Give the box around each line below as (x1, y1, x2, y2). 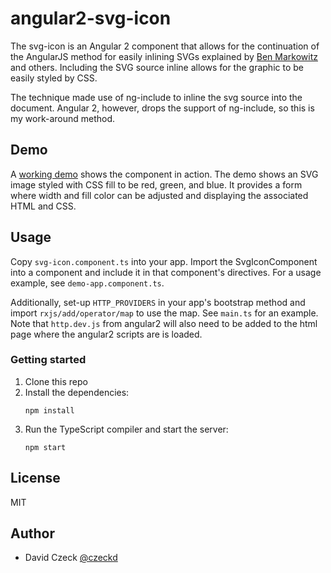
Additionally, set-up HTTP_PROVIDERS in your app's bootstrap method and (10, 296, 306, 308)
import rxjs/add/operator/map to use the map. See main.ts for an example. (10, 307, 319, 319)
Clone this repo (24, 375, 88, 387)
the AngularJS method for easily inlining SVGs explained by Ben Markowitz (10, 50, 318, 62)
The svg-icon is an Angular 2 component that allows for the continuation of (10, 40, 320, 52)
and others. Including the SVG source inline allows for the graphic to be (10, 61, 304, 73)
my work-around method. (10, 112, 116, 124)
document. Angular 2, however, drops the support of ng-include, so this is (10, 102, 315, 114)
